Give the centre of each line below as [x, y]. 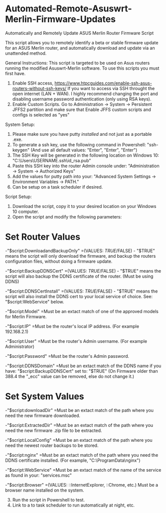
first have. [15, 73]
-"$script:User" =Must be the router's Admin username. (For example [76, 341]
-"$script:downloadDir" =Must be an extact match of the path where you [79, 410]
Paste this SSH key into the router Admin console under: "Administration [86, 166]
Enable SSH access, [33, 83]
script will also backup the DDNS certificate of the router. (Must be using [79, 276]
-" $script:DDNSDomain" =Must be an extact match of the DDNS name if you [83, 366]
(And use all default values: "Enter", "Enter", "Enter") [84, 150]
